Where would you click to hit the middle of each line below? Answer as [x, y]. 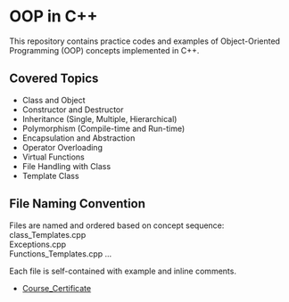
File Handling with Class [66, 166]
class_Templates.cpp [48, 234]
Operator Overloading [62, 147]
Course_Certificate [57, 288]
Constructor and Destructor [73, 110]
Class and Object [54, 100]
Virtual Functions [53, 157]
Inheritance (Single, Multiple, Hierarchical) [99, 118]
